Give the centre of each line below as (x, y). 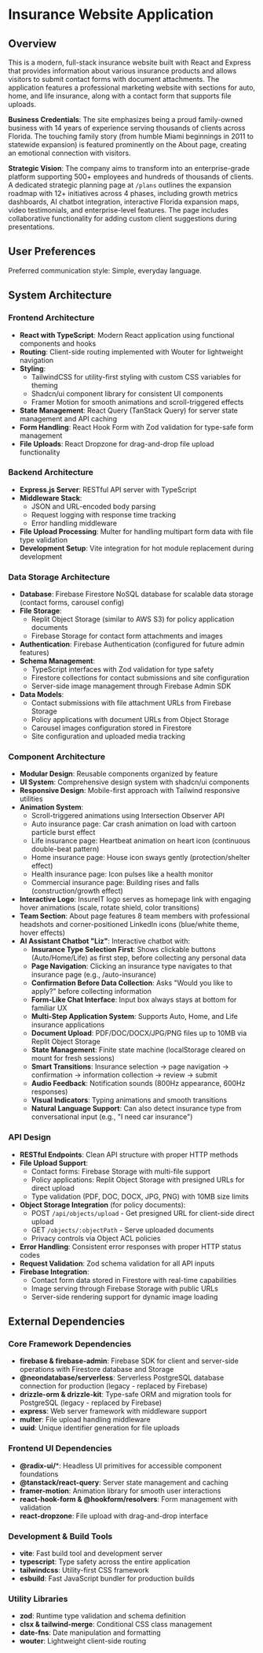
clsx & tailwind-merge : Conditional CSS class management (116, 1625)
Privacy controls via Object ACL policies (96, 1238)
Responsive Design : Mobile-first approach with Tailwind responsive (130, 791)
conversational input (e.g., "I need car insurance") (112, 1117)
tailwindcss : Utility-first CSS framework (84, 1570)
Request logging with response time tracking (104, 514)
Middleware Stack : (51, 498)
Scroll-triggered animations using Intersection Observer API (128, 816)
